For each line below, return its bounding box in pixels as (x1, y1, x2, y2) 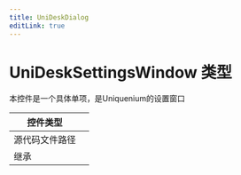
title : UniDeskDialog (9, 12, 89, 22)
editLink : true (9, 21, 66, 30)
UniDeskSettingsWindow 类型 (9, 62, 232, 83)
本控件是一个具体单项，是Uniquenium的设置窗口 (9, 93, 186, 104)
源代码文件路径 (13, 134, 77, 147)
